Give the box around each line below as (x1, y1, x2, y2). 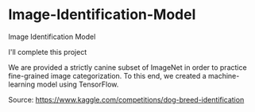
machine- (207, 71, 240, 80)
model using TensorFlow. (37, 79, 119, 89)
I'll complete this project (8, 47, 87, 56)
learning (8, 79, 36, 89)
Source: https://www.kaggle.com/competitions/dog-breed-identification (8, 95, 245, 104)
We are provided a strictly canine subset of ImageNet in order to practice (8, 62, 248, 72)
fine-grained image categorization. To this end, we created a (8, 71, 207, 80)
